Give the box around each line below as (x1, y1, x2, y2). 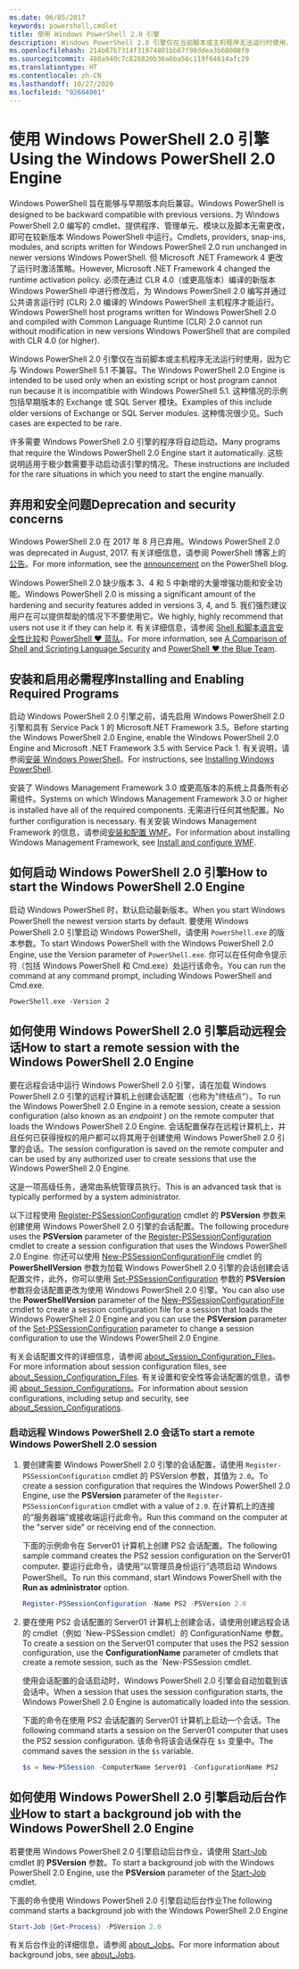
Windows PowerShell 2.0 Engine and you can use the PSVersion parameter (9, 1314, 287, 1324)
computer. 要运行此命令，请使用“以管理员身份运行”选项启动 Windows (21, 1560, 278, 1572)
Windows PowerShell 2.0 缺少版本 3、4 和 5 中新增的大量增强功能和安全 (9, 578, 275, 588)
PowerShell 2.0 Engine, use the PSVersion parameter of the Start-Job (9, 1867, 266, 1878)
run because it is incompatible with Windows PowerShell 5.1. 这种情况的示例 (9, 386, 288, 396)
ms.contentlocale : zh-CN (9, 71, 102, 80)
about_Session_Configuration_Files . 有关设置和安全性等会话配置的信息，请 (9, 1372, 283, 1382)
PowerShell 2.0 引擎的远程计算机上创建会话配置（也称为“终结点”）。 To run (9, 1090, 281, 1101)
